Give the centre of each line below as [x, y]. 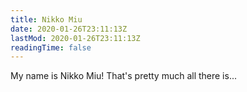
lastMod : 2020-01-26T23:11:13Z [75, 38]
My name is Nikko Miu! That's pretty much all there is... [124, 76]
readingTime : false [51, 47]
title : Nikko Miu [46, 19]
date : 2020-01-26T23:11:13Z [69, 29]
